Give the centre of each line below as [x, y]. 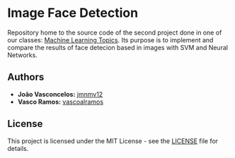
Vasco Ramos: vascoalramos [61, 102]
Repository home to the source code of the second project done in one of [115, 32]
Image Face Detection [73, 13]
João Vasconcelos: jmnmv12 [60, 94]
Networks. [22, 55]
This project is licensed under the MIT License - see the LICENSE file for [113, 141]
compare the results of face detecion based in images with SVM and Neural [118, 47]
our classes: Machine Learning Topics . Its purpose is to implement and [110, 39]
